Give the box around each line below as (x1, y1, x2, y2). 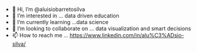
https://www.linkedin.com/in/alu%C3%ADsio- (69, 32, 184, 39)
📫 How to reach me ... (12, 32, 68, 39)
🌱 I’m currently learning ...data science (12, 19, 109, 25)
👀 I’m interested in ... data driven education (12, 12, 119, 19)
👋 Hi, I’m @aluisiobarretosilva (12, 6, 85, 13)
